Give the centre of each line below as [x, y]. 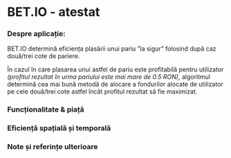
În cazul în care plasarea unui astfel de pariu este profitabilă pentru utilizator [115, 69]
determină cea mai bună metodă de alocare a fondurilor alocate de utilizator [115, 85]
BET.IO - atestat [54, 12]
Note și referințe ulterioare [53, 147]
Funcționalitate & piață [46, 109]
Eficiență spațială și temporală [59, 128]
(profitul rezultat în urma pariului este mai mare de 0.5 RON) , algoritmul [109, 77]
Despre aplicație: [36, 34]
